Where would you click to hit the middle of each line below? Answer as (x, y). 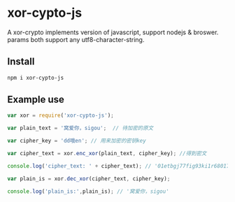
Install (21, 62)
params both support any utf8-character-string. (76, 39)
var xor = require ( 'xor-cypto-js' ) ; (60, 116)
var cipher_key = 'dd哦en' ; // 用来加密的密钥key (77, 141)
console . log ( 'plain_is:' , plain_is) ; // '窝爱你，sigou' (88, 191)
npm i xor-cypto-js (36, 78)
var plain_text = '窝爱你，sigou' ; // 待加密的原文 (80, 128)
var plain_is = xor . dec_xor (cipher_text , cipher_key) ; (89, 179)
